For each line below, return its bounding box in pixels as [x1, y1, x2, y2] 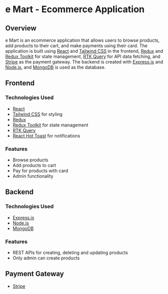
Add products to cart [12, 162, 57, 168]
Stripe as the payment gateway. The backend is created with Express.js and [5, 59, 163, 64]
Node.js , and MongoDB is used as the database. [5, 64, 106, 70]
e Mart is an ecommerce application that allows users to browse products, [5, 37, 160, 43]
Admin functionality [12, 173, 54, 179]
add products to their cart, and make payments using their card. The [5, 43, 148, 49]
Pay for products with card [12, 168, 68, 174]
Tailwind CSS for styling [12, 111, 63, 117]
